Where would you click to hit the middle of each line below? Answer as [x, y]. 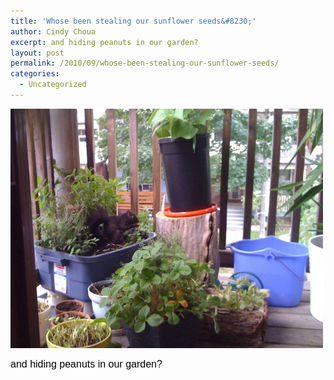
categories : [35, 74]
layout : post [37, 53]
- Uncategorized [53, 85]
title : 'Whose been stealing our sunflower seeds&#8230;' [133, 21]
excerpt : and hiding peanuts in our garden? [104, 42]
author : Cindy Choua [53, 31]
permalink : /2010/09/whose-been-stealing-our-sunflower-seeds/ [145, 63]
